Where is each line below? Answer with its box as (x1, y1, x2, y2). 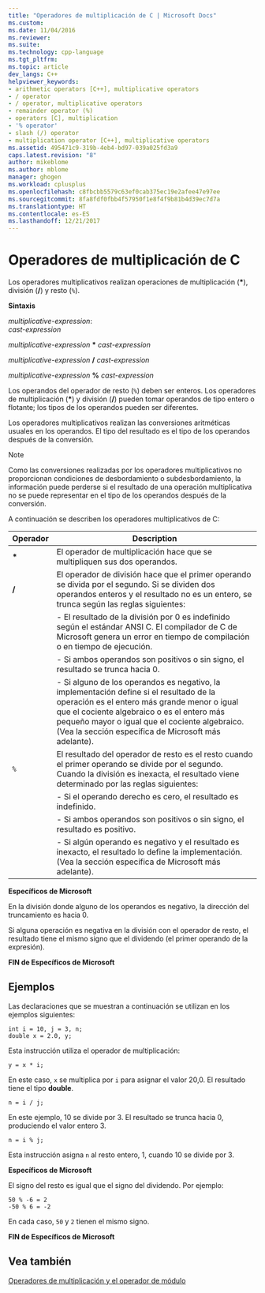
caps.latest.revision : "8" (8, 151, 97, 159)
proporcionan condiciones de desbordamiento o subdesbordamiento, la (8, 474, 241, 483)
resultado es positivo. (56, 824, 136, 835)
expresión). (8, 942, 45, 952)
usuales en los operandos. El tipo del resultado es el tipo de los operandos (8, 427, 251, 436)
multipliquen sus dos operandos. (56, 556, 177, 567)
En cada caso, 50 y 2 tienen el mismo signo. (8, 1216, 150, 1226)
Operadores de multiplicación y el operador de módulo (8, 1276, 186, 1285)
